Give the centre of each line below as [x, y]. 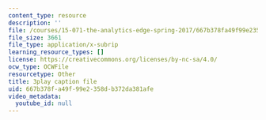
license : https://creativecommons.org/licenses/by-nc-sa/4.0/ [113, 60]
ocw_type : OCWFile [38, 67]
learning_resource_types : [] [56, 52]
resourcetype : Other [42, 74]
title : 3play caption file [53, 81]
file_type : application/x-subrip [63, 45]
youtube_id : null [44, 103]
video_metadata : [35, 96]
